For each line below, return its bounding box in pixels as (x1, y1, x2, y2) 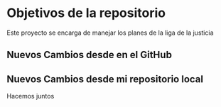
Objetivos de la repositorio (6, 5, 166, 21)
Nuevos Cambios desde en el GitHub (6, 49, 172, 61)
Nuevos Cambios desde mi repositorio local (6, 73, 204, 85)
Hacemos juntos (6, 92, 55, 101)
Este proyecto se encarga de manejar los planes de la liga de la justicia (6, 28, 214, 37)
